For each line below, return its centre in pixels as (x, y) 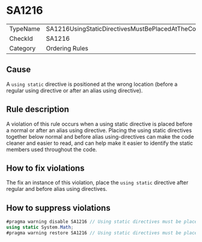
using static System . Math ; (40, 228)
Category (23, 48)
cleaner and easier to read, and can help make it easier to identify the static (100, 143)
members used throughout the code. (52, 149)
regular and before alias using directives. (57, 189)
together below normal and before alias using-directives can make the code (100, 136)
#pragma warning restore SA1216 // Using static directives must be (94, 233)
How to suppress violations (58, 208)
